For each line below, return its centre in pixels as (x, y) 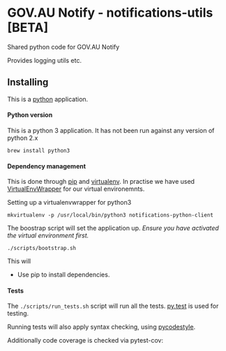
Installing (28, 83)
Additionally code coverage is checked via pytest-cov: (85, 341)
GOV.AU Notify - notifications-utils (110, 13)
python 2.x (23, 138)
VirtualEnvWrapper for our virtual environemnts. (76, 189)
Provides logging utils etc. (45, 60)
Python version (30, 115)
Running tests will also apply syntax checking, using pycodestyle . (101, 327)
